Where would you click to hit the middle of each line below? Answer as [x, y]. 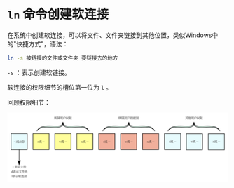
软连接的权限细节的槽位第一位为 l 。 [60, 87]
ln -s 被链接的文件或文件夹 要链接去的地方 [63, 58]
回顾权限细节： [29, 102]
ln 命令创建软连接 [58, 14]
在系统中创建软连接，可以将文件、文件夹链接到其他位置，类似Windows [110, 35]
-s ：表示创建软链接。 [39, 72]
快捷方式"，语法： [42, 43]
